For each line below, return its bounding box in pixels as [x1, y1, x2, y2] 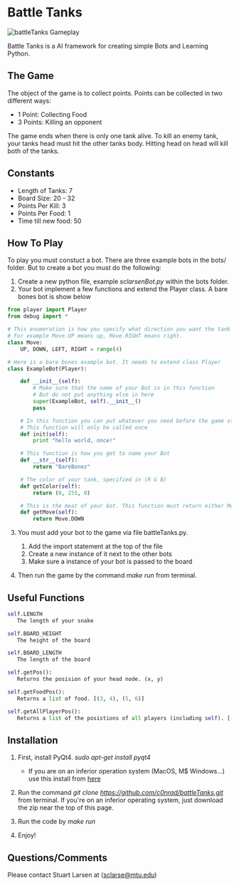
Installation [7, 734, 58, 746]
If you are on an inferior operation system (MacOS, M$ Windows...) [28, 767, 225, 776]
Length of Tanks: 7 [17, 186, 73, 194]
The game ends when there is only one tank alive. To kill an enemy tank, [7, 131, 219, 140]
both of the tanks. [7, 147, 60, 155]
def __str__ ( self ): [20, 457, 78, 464]
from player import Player [7, 306, 87, 313]
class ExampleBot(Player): [7, 365, 87, 372]
